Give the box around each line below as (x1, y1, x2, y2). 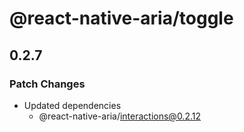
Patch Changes (9, 77, 86, 91)
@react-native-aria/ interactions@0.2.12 (38, 110, 201, 122)
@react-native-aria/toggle (9, 7, 234, 30)
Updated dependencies (23, 99, 122, 111)
